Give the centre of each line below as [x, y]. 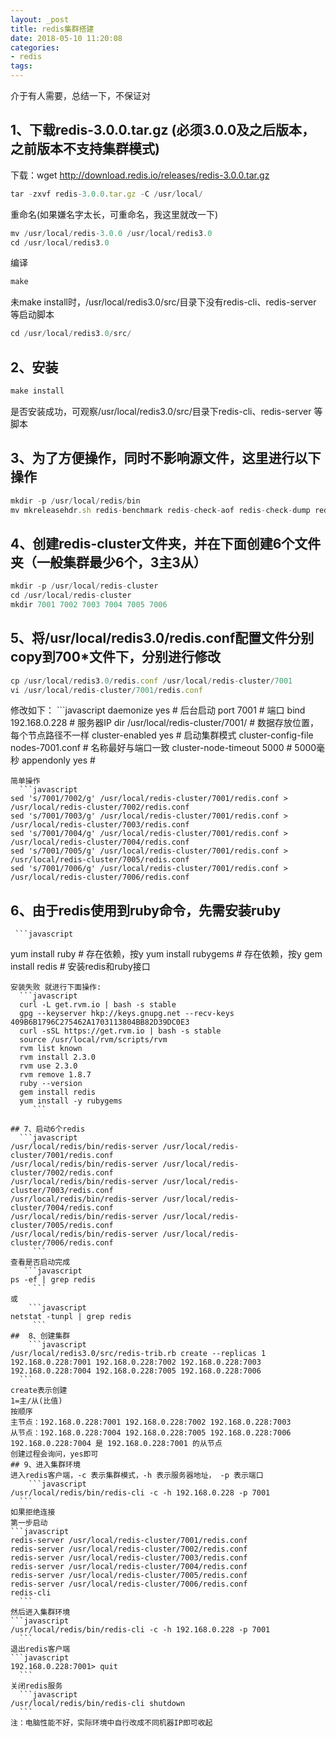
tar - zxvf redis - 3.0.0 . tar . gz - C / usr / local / [106, 194]
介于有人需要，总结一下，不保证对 [80, 95]
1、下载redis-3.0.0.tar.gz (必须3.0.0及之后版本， [163, 130]
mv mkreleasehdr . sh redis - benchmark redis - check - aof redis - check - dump [160, 510]
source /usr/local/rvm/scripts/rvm [93, 1040]
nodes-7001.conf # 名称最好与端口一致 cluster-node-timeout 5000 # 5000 [163, 748]
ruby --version [51, 1084]
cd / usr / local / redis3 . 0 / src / [71, 334]
